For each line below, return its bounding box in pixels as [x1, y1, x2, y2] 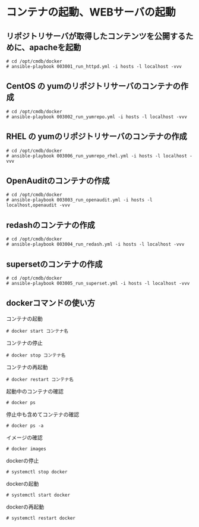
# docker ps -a [6, 423, 44, 429]
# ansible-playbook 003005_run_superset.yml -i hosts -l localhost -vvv [6, 281, 190, 287]
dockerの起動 [6, 480, 39, 487]
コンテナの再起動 [6, 363, 48, 370]
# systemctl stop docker [6, 469, 68, 475]
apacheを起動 [29, 42, 81, 52]
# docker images [6, 445, 46, 452]
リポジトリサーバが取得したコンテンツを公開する [6, 31, 186, 41]
